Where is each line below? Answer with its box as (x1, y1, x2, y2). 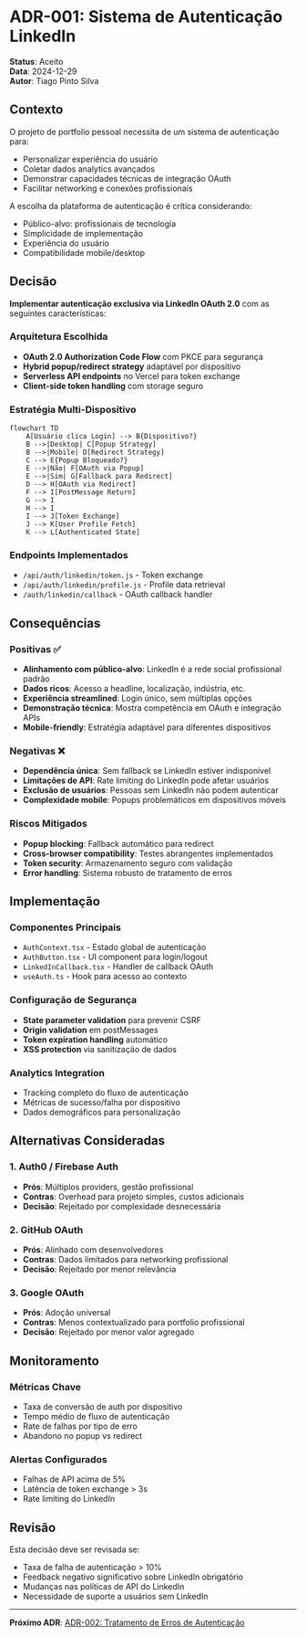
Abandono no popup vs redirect (22, 1430, 143, 1441)
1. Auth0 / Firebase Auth (9, 1160, 119, 1173)
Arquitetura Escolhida (9, 331, 108, 343)
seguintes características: (9, 308, 107, 319)
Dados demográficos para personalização (22, 1107, 180, 1118)
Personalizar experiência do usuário (22, 153, 158, 164)
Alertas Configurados (9, 1452, 107, 1465)
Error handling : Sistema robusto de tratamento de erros (22, 867, 232, 878)
